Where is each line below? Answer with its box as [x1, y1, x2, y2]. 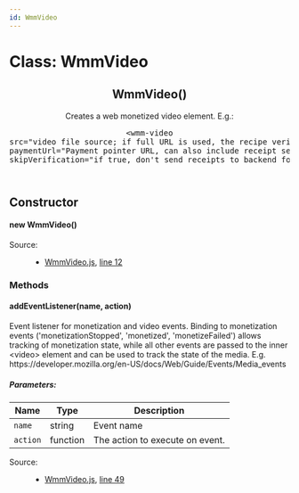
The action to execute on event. [93, 433, 225, 446]
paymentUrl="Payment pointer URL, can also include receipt [9, 145, 278, 156]
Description [133, 404, 185, 416]
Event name [93, 419, 143, 431]
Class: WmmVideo [9, 51, 149, 71]
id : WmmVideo [9, 12, 58, 22]
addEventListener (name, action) [9, 300, 132, 312]
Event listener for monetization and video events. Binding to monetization [9, 320, 278, 331]
